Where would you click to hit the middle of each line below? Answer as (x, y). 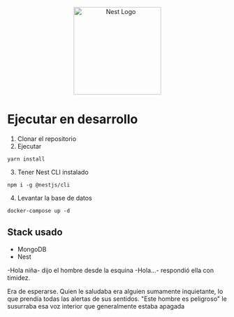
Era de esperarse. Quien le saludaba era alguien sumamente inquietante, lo (115, 291)
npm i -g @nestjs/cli (39, 185)
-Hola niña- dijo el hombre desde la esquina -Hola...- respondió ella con (111, 270)
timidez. (19, 278)
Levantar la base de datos (54, 198)
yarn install (26, 159)
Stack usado (35, 232)
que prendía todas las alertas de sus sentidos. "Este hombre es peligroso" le (117, 299)
